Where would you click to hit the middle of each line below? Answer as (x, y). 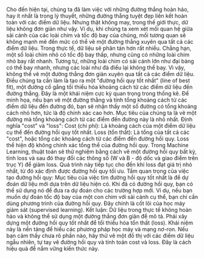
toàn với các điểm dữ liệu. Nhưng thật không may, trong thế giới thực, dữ (97, 22)
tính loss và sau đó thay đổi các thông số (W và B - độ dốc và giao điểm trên (102, 158)
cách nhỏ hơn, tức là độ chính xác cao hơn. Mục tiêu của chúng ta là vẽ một (101, 113)
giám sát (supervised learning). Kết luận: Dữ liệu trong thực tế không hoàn (99, 210)
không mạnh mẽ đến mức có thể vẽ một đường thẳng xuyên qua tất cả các (100, 42)
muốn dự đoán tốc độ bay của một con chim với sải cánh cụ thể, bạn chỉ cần (102, 197)
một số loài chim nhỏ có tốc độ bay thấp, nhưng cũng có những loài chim (98, 54)
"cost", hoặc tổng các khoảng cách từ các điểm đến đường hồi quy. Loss (98, 139)
